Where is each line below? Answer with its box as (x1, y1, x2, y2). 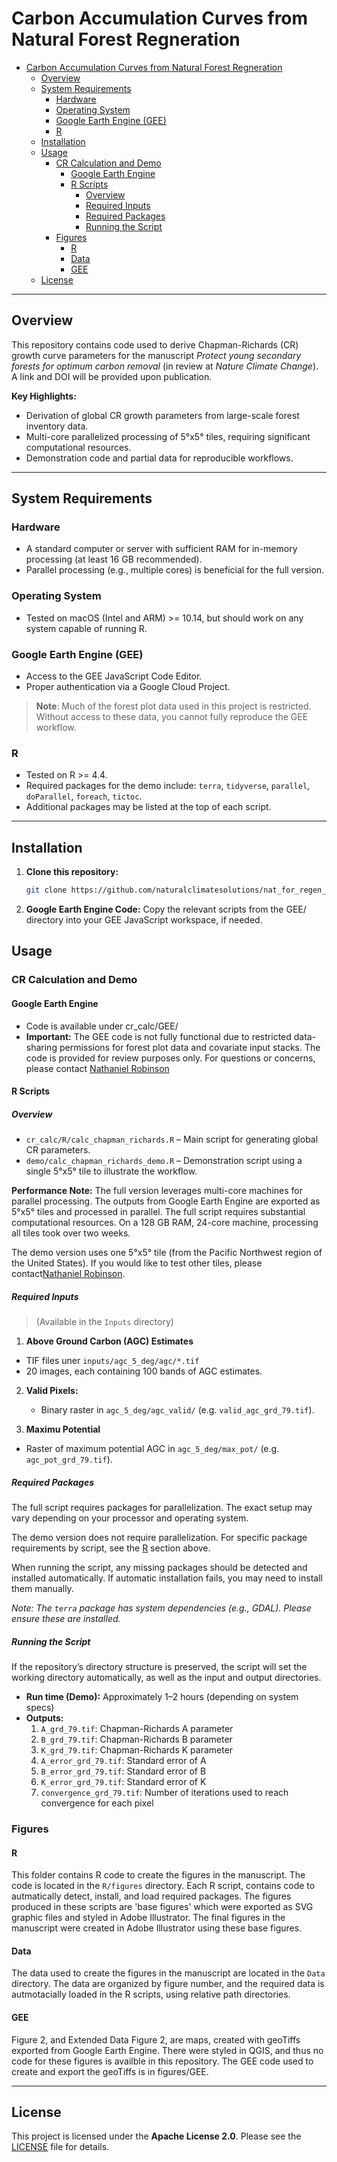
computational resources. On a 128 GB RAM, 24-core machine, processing (11, 1217, 319, 1229)
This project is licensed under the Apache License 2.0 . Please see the (11, 2130, 302, 2142)
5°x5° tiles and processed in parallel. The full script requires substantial (11, 1206, 306, 1218)
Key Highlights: (11, 390, 77, 402)
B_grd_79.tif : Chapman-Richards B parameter (40, 1733, 233, 1745)
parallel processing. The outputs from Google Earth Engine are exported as (11, 1195, 321, 1207)
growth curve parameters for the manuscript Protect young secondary (11, 349, 302, 361)
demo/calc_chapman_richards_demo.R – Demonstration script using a (25, 1155, 303, 1167)
